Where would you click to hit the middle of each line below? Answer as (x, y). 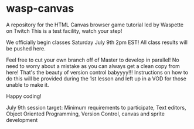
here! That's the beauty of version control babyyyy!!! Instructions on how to (97, 72)
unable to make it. (28, 84)
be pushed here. (26, 48)
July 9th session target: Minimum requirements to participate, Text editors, (96, 107)
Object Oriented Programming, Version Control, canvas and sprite (86, 114)
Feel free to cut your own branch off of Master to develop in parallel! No (93, 60)
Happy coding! (24, 96)
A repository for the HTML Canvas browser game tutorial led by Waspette (95, 25)
